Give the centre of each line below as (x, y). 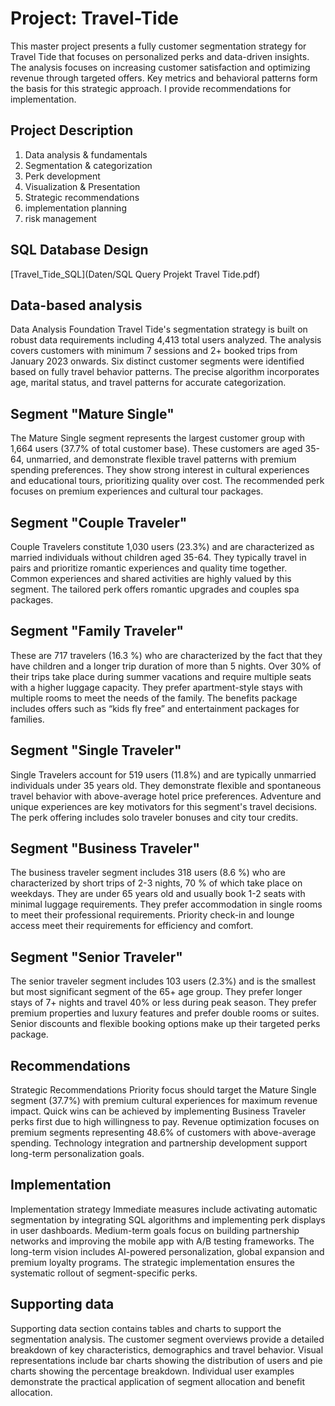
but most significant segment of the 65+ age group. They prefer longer (156, 992)
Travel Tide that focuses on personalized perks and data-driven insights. (160, 56)
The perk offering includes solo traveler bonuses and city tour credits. (154, 817)
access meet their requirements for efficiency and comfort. (132, 926)
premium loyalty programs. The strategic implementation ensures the (152, 1262)
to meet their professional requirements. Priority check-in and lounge (152, 915)
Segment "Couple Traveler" (99, 522)
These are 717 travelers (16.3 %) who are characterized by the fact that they (166, 655)
